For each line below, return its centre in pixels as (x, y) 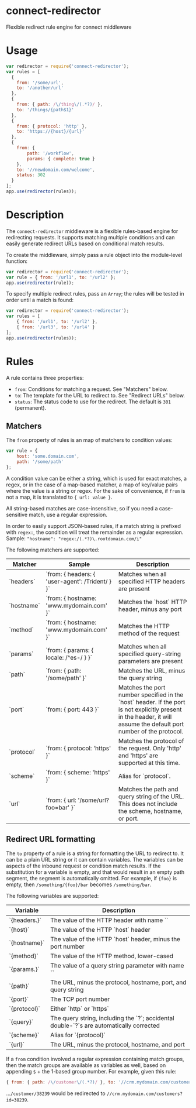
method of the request (149, 633)
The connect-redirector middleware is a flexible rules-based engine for (92, 231)
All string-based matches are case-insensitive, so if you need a (82, 508)
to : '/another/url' (40, 88)
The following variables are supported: (52, 896)
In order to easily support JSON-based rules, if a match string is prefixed (94, 526)
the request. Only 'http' (150, 748)
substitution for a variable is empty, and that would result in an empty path (95, 872)
